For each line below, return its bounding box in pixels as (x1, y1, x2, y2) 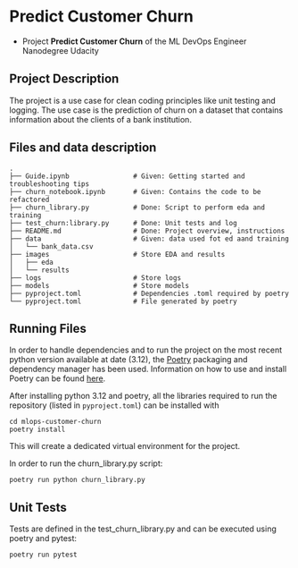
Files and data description (9, 140, 157, 156)
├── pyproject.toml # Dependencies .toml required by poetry (9, 289, 290, 298)
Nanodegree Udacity (21, 45, 100, 55)
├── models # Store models (9, 281, 190, 290)
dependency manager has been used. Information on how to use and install (9, 364, 287, 375)
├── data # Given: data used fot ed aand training (9, 234, 290, 243)
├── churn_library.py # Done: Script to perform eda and (9, 203, 266, 212)
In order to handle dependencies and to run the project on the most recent (9, 344, 283, 355)
